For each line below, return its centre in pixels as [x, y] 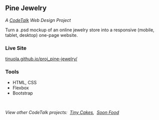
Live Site [16, 48]
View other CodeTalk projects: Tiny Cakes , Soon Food [62, 113]
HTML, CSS [24, 83]
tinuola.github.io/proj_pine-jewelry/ [41, 59]
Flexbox [21, 88]
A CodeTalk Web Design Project [38, 20]
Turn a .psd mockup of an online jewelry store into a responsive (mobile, [80, 30]
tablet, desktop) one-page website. [42, 35]
